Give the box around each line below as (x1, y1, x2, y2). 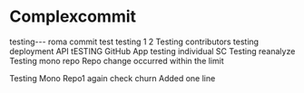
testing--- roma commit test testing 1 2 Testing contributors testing (9, 36, 260, 47)
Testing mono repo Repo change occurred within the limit (9, 55, 224, 66)
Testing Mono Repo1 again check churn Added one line (9, 72, 216, 83)
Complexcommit (9, 6, 137, 27)
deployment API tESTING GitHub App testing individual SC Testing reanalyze (9, 45, 296, 56)
